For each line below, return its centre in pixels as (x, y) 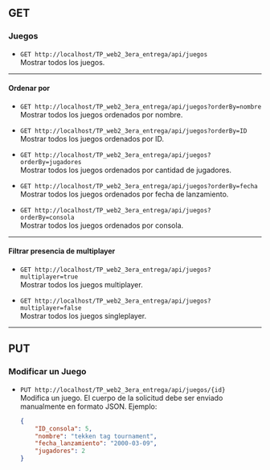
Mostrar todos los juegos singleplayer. (83, 316)
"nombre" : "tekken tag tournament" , (96, 436)
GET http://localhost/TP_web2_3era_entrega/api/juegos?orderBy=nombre (141, 107)
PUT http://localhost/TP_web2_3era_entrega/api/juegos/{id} (123, 390)
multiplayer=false (51, 308)
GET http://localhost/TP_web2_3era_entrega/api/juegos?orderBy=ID (133, 131)
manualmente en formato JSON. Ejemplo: (88, 406)
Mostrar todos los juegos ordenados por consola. (102, 225)
